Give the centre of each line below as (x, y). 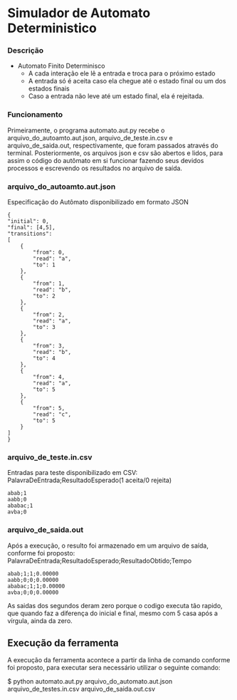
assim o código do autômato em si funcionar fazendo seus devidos (106, 160)
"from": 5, (49, 408)
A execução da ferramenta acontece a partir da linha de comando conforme (119, 660)
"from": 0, (49, 253)
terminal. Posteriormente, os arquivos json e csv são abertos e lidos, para (115, 153)
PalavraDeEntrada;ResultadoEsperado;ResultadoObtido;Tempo (100, 560)
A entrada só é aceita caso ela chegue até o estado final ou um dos (127, 81)
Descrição (26, 51)
